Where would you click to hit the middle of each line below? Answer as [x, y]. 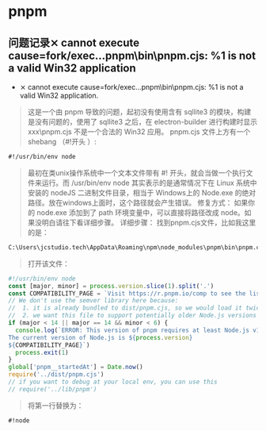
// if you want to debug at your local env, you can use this [113, 382]
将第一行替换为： [55, 405]
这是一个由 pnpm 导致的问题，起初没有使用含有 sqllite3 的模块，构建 [139, 112]
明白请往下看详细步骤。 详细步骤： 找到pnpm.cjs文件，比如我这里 [149, 222]
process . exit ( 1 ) [42, 352]
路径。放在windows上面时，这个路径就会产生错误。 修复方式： [130, 202]
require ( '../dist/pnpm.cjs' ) [56, 375]
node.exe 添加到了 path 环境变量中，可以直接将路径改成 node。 [141, 212]
